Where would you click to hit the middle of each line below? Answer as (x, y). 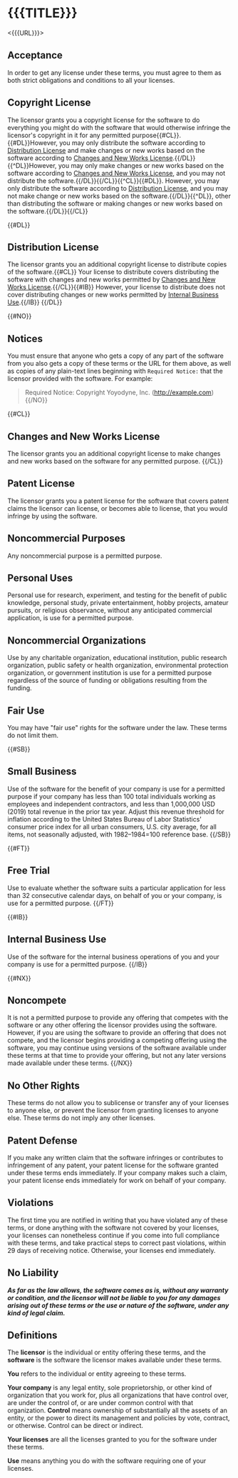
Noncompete (37, 1000)
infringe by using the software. (52, 516)
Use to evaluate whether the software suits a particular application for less (117, 888)
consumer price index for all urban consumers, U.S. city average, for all (112, 827)
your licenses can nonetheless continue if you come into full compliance (113, 1235)
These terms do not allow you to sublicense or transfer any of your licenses (118, 1103)
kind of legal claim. (36, 1313)
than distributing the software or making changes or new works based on (115, 203)
